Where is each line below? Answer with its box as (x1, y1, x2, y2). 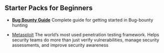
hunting (11, 22, 28, 28)
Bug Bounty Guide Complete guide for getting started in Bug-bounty (11, 17, 154, 23)
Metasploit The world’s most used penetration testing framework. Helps (11, 31, 160, 37)
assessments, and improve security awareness (11, 42, 109, 48)
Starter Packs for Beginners (4, 4, 93, 12)
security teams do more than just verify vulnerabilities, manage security (11, 37, 160, 43)
